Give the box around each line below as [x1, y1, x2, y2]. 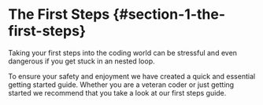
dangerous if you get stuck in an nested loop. [8, 56, 155, 66]
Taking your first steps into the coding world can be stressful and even [8, 48, 238, 57]
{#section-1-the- [113, 5, 226, 24]
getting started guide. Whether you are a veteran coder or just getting [8, 80, 235, 89]
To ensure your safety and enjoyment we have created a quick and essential [8, 71, 256, 81]
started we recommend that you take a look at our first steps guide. [8, 88, 227, 97]
